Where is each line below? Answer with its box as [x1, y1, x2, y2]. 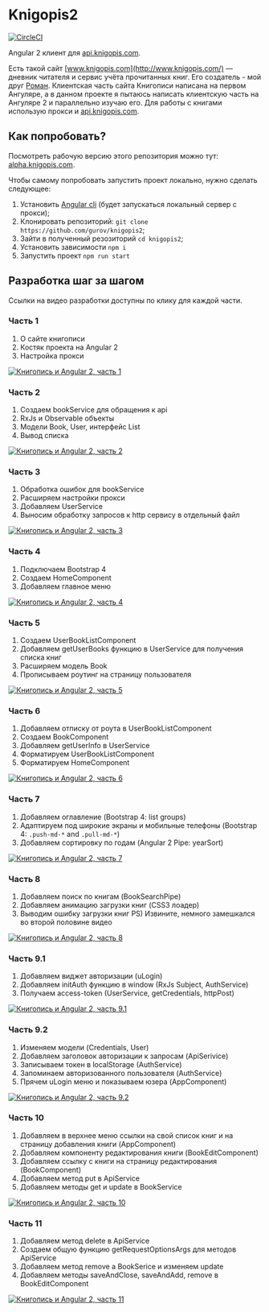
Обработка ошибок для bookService [19, 485, 145, 495]
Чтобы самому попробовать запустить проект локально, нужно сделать [8, 175, 259, 184]
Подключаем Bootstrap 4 [19, 564, 107, 573]
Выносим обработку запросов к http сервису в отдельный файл [19, 510, 240, 520]
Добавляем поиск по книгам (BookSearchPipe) [19, 892, 181, 901]
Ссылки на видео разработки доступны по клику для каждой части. [8, 296, 243, 305]
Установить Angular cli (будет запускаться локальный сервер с [19, 199, 237, 209]
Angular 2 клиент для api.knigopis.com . [8, 48, 141, 57]
